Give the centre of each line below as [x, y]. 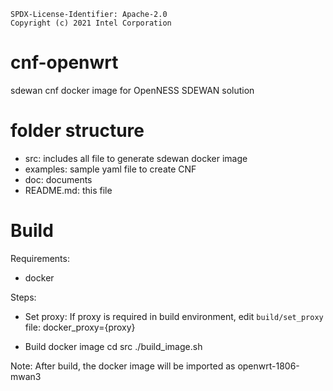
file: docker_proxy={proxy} [80, 327]
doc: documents [58, 179]
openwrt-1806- [268, 366]
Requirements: [40, 258]
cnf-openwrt [64, 62]
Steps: [23, 297]
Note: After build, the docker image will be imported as [123, 366]
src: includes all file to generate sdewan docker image [136, 158]
